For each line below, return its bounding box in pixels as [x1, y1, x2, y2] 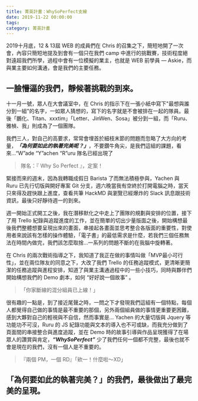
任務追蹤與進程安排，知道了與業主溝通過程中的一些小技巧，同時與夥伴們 [16, 267, 192, 274]
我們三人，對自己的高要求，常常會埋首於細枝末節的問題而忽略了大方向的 [6, 135, 181, 142]
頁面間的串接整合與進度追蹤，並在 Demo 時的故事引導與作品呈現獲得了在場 [6, 329, 189, 336]
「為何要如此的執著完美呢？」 [16, 143, 89, 150]
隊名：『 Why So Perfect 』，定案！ [20, 162, 103, 169]
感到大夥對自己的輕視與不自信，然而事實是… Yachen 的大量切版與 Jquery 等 [6, 314, 192, 321]
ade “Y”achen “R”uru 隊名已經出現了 [25, 150, 114, 157]
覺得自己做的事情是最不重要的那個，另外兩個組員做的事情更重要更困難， [16, 306, 192, 313]
